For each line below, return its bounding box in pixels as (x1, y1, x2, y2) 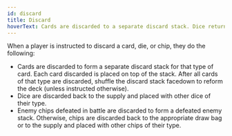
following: (7, 49, 35, 57)
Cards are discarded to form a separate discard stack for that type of (17, 63, 214, 71)
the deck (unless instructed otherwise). (17, 84, 129, 93)
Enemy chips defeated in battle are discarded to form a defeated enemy (17, 106, 222, 115)
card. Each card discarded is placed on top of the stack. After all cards (17, 70, 218, 78)
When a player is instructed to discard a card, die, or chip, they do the (7, 42, 206, 50)
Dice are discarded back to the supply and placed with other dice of (17, 92, 211, 100)
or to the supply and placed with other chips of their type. (17, 122, 182, 130)
